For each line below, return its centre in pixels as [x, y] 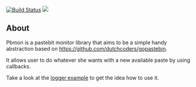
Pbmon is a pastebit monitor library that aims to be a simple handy [86, 42]
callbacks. [19, 66]
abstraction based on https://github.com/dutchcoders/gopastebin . [87, 48]
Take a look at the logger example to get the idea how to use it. [83, 78]
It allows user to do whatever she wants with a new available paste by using [98, 60]
